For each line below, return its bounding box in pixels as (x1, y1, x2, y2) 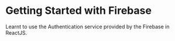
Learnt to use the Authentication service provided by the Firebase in (5, 23, 170, 30)
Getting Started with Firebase (5, 4, 152, 17)
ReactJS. (5, 29, 28, 36)
